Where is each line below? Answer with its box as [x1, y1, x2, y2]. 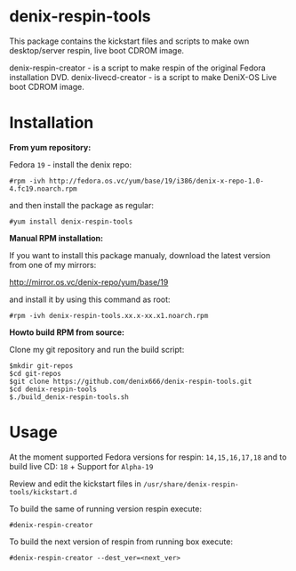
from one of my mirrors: [9, 259, 97, 270]
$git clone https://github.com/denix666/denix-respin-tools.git [9, 377, 252, 386]
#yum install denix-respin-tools [9, 216, 133, 226]
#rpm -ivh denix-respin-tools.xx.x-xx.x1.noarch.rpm [9, 311, 209, 320]
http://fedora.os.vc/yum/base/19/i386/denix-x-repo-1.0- [48, 176, 265, 185]
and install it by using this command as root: [9, 294, 171, 305]
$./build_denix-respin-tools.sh [9, 392, 129, 402]
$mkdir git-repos [9, 361, 74, 371]
